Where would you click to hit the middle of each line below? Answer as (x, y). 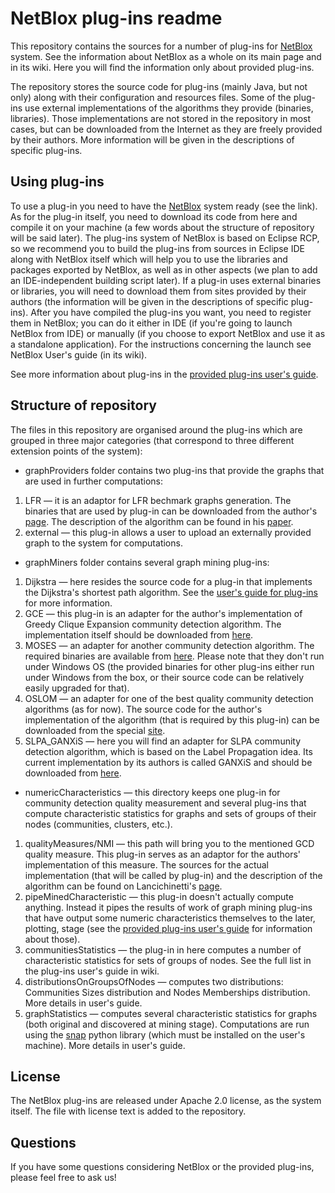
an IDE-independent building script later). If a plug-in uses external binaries (166, 280)
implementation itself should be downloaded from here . (139, 634)
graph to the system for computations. (103, 543)
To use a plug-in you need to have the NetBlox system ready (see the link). (164, 206)
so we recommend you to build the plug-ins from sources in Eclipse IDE (157, 248)
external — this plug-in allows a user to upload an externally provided (168, 532)
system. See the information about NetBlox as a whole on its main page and (166, 56)
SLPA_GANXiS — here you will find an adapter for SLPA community (163, 741)
